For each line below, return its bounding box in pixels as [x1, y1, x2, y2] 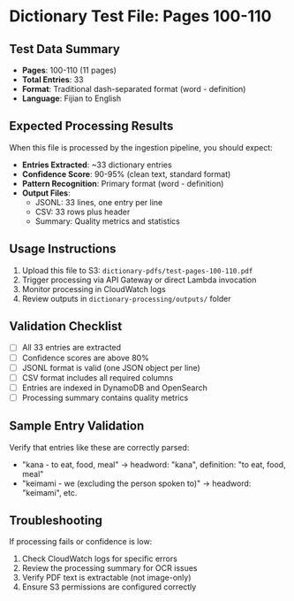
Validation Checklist [9, 319, 123, 334]
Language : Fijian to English [21, 93, 122, 104]
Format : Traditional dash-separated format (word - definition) [21, 84, 246, 94]
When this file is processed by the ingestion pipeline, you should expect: [9, 142, 274, 152]
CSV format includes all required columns [21, 372, 174, 382]
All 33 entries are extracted [21, 343, 122, 353]
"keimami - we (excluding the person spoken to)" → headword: [21, 478, 252, 489]
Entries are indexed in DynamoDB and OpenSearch [21, 382, 207, 393]
